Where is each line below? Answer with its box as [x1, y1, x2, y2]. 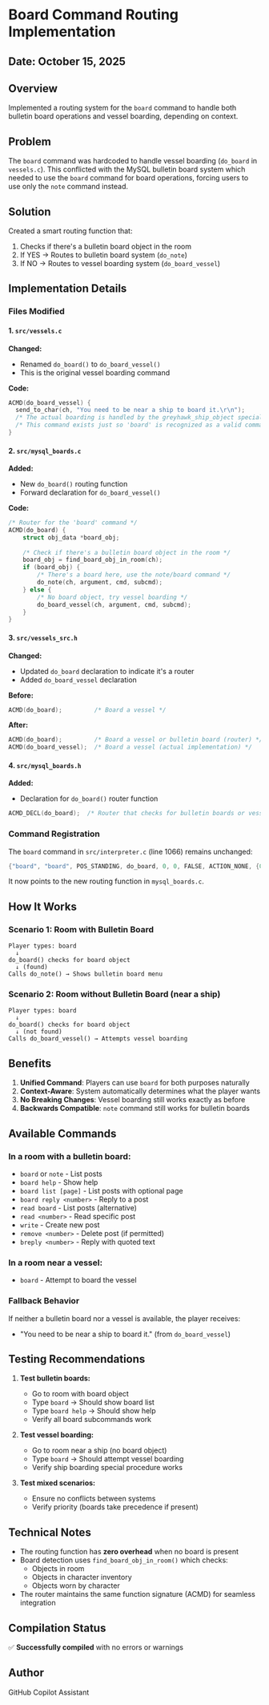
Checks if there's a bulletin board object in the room [19, 242, 192, 252]
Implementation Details [8, 282, 127, 296]
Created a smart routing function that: [8, 226, 133, 236]
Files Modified [8, 306, 66, 317]
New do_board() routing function [19, 479, 128, 489]
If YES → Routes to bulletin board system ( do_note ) [19, 250, 188, 260]
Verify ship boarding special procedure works [31, 1463, 183, 1473]
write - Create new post [19, 1220, 100, 1230]
